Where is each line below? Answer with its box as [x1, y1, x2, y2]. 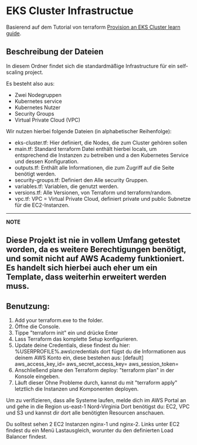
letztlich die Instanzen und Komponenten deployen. [14, 385, 139, 392]
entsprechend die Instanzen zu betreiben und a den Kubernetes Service [14, 151, 189, 159]
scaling [6, 69, 24, 76]
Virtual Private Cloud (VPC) [14, 116, 81, 123]
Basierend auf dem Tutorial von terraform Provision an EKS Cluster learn [6, 23, 181, 31]
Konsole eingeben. [14, 373, 60, 380]
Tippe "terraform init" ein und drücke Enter [14, 329, 118, 336]
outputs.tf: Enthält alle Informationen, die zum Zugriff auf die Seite [14, 164, 175, 171]
